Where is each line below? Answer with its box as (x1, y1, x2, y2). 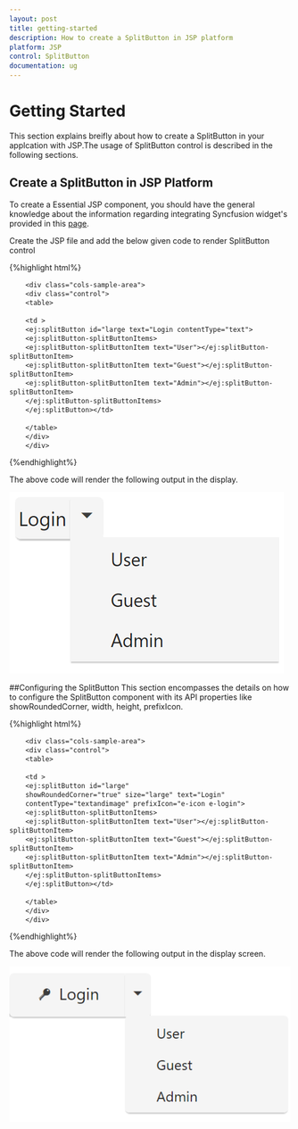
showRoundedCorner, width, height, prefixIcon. (9, 701, 184, 711)
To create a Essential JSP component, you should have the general (9, 199, 256, 210)
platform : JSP (9, 43, 62, 52)
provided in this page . (9, 218, 89, 228)
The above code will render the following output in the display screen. (9, 948, 266, 959)
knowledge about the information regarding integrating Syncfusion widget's (9, 208, 288, 219)
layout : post (9, 14, 58, 23)
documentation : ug (9, 62, 78, 71)
